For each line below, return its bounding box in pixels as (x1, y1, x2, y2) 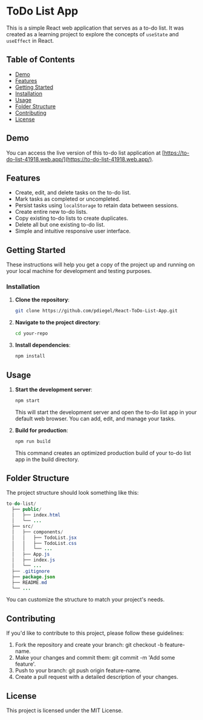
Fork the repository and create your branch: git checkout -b (14, 641, 164, 649)
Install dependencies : (14, 341, 71, 349)
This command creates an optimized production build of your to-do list (14, 449, 192, 457)
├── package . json (11, 574, 56, 580)
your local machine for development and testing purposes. (6, 268, 152, 275)
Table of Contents (6, 54, 76, 65)
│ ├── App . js (11, 551, 50, 558)
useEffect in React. (6, 37, 54, 44)
